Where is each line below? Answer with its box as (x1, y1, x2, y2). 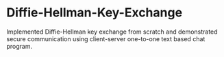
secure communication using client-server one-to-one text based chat (6, 34, 206, 43)
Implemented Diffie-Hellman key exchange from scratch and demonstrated (6, 27, 218, 36)
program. (6, 42, 33, 50)
